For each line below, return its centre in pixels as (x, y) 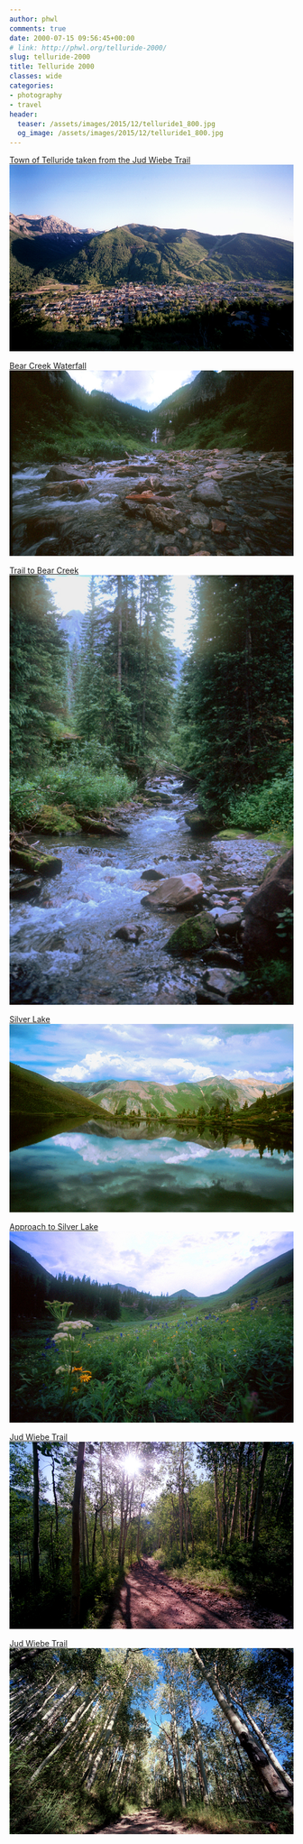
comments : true (38, 28)
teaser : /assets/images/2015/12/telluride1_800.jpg (117, 124)
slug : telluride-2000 (50, 57)
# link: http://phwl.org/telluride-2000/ (88, 48)
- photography (36, 95)
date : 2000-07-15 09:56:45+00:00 (72, 38)
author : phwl (34, 19)
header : (24, 114)
